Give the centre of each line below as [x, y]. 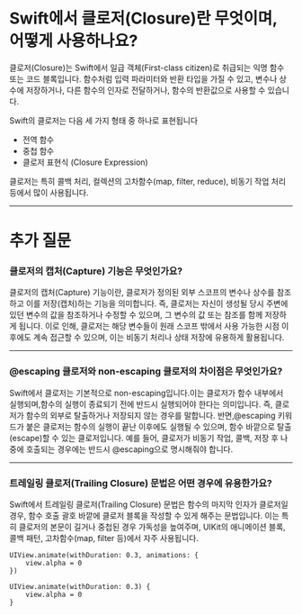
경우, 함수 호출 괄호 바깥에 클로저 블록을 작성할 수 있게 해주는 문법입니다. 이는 [145, 516]
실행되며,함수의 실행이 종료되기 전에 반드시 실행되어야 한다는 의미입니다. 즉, [141, 404]
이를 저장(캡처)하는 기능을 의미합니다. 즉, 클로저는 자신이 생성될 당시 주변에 [157, 303]
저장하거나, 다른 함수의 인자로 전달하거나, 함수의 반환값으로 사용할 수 [146, 90]
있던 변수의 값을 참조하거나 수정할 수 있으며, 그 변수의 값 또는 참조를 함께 [136, 315]
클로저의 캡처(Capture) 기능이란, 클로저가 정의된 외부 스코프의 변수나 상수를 [142, 293]
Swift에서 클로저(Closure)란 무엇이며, [143, 18]
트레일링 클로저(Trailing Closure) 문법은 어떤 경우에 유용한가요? [141, 483]
